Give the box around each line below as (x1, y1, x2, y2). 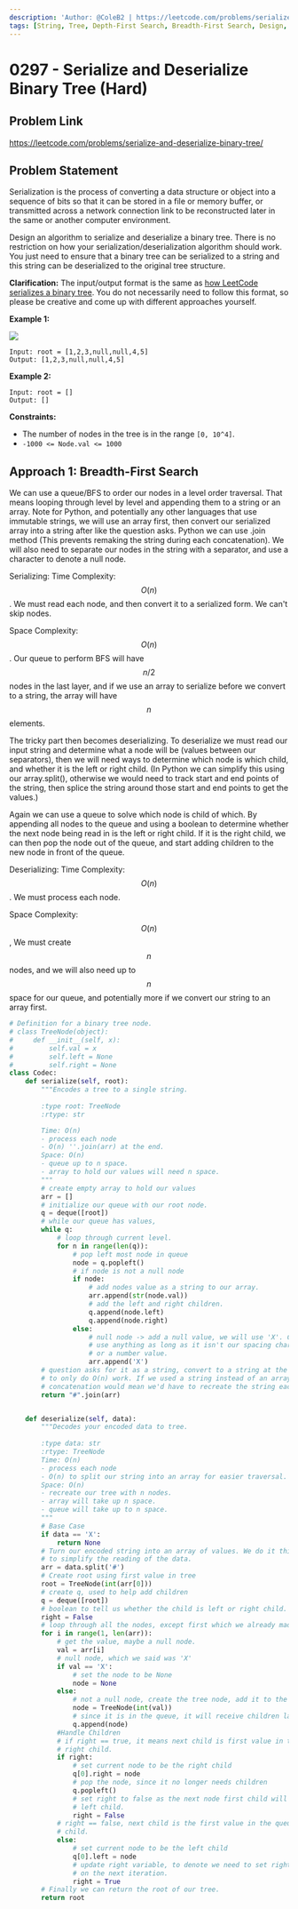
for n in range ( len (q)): (56, 1242, 149, 1250)
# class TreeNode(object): (9, 1027, 109, 1036)
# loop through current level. (56, 1234, 173, 1242)
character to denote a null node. (9, 554, 127, 564)
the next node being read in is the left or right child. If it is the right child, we (9, 828, 286, 839)
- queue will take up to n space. (41, 1506, 169, 1514)
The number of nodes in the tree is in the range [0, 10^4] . (21, 428, 235, 440)
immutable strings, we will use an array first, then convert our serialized (9, 516, 271, 527)
